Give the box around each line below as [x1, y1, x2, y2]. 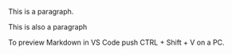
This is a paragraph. [8, 7, 74, 16]
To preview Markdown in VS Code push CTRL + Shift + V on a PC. [8, 37, 225, 47]
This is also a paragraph [8, 22, 88, 31]
